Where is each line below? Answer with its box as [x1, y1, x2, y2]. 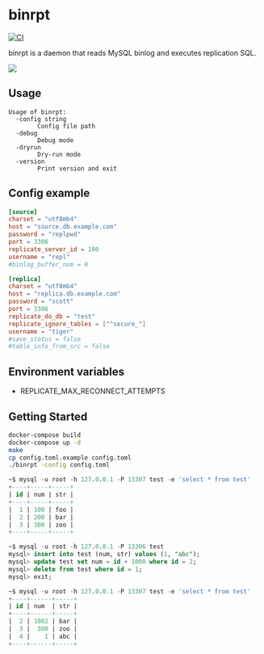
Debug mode [37, 136, 74, 145]
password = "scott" [8, 297, 74, 306]
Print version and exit [37, 164, 117, 173]
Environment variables [8, 365, 125, 379]
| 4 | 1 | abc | [8, 632, 78, 640]
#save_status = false [8, 335, 82, 343]
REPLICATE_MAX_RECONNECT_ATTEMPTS [19, 386, 166, 396]
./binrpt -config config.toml [8, 461, 111, 469]
